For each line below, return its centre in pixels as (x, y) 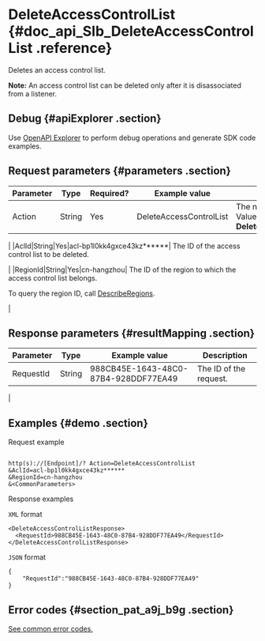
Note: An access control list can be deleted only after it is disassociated (125, 85)
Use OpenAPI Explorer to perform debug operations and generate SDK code (132, 138)
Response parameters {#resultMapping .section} (131, 333)
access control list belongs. (53, 277)
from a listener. (33, 93)
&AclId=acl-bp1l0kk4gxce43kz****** (67, 471)
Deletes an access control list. (57, 70)
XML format (25, 515)
